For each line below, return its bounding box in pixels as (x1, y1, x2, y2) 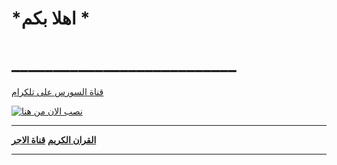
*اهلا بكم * (11, 7, 91, 30)
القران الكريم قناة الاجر (11, 134, 97, 146)
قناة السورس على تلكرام (11, 86, 104, 98)
